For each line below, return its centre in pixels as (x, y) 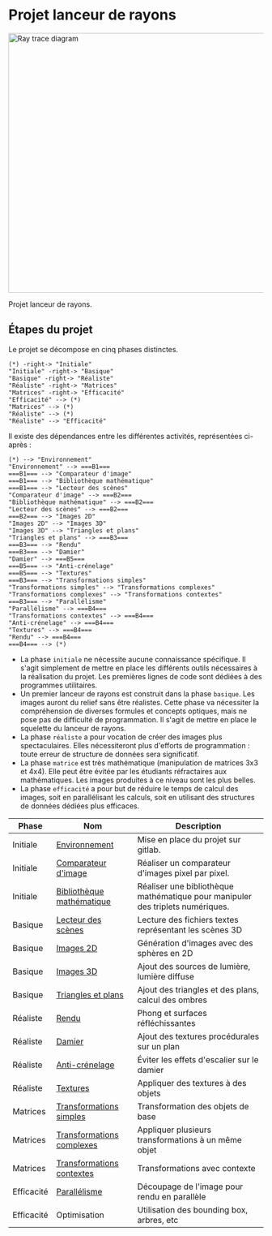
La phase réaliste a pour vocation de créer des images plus (121, 737)
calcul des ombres (172, 1000)
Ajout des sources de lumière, (194, 966)
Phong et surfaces (172, 1013)
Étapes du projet (51, 330)
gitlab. (149, 850)
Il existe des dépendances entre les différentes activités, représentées (125, 436)
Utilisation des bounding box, (193, 1209)
